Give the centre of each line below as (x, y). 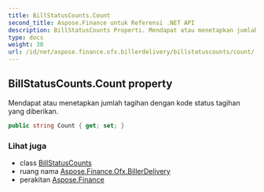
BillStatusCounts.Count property (90, 84)
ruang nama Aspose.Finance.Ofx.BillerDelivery (95, 171)
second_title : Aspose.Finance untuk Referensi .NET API (101, 23)
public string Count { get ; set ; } (66, 126)
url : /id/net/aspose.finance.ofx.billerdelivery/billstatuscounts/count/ (132, 52)
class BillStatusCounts (55, 163)
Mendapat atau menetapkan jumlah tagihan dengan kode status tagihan (125, 102)
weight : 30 (26, 45)
